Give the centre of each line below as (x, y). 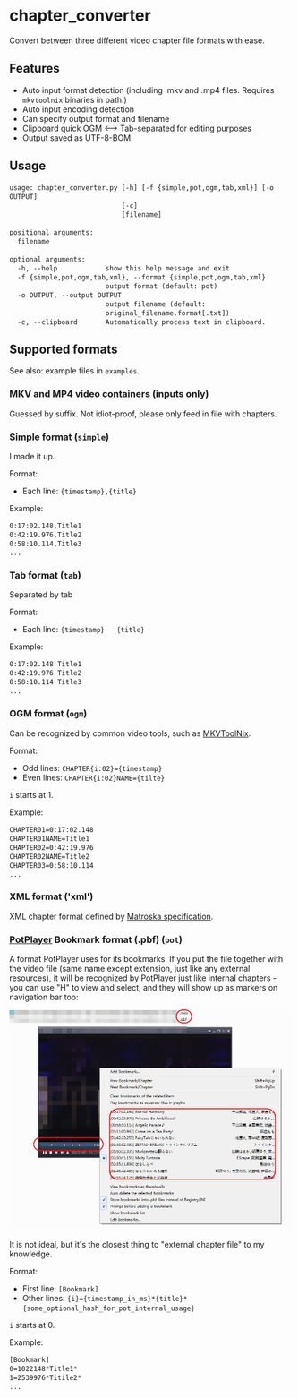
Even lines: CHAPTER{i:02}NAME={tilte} (94, 777)
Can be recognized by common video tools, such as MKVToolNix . (130, 733)
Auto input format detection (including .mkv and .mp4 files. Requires (148, 90)
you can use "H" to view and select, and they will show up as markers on (144, 988)
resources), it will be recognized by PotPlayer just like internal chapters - (143, 978)
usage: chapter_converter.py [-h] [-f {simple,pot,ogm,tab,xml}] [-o (142, 188)
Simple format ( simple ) (60, 437)
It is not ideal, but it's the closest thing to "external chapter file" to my (137, 1245)
